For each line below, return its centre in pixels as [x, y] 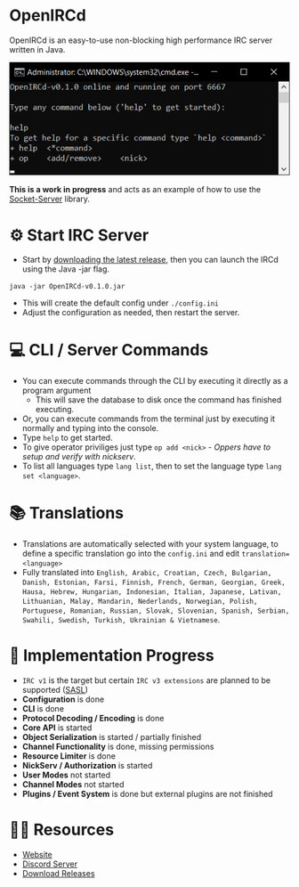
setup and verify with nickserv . [79, 457]
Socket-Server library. [50, 199]
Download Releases [58, 874]
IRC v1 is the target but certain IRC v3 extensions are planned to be [146, 680]
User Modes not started [66, 775]
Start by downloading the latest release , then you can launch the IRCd [150, 260]
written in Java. [37, 49]
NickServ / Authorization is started [87, 766]
